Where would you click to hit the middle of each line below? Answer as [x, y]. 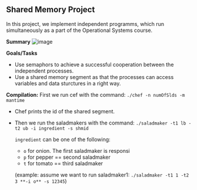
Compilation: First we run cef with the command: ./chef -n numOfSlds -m [96, 94]
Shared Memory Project [51, 10]
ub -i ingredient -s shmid [56, 128]
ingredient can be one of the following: [62, 139]
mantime [16, 100]
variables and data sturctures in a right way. [68, 83]
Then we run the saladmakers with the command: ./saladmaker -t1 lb [100, 123]
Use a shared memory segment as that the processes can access [94, 77]
